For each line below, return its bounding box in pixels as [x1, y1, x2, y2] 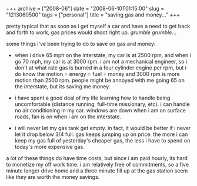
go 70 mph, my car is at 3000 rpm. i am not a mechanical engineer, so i [14, 58, 188, 65]
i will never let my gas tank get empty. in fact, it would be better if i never [14, 125, 191, 131]
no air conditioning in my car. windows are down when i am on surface [14, 107, 186, 114]
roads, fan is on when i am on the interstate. [14, 113, 122, 120]
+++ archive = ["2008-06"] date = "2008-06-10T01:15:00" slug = [6, 5, 165, 12]
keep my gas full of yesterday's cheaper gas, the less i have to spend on [14, 137, 191, 144]
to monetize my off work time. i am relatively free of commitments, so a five [6, 161, 189, 168]
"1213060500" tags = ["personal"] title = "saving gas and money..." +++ [6, 11, 181, 18]
